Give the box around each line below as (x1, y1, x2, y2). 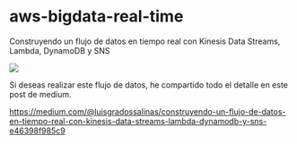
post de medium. (9, 89, 72, 99)
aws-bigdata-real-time (9, 6, 184, 27)
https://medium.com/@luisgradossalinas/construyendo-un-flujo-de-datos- (9, 106, 286, 117)
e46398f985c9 (9, 125, 66, 136)
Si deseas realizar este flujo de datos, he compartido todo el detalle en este (9, 79, 289, 90)
